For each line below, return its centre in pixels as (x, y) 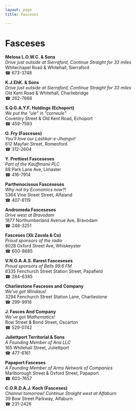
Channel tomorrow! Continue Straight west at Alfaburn (61, 394)
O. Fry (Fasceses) (23, 133)
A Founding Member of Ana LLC (38, 342)
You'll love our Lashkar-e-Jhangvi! (40, 139)
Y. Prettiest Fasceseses (30, 159)
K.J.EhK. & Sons (22, 82)
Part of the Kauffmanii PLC (33, 164)
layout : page (19, 10)
